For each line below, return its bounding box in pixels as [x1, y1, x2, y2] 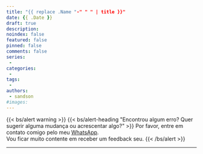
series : [6, 54, 26, 60]
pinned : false [6, 43, 42, 49]
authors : [6, 88, 28, 94]
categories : [6, 65, 36, 72]
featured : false [6, 37, 47, 43]
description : [6, 25, 39, 32]
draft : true [6, 20, 36, 26]
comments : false [6, 49, 47, 55]
